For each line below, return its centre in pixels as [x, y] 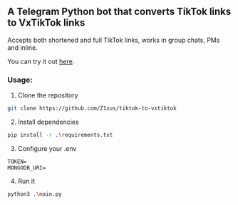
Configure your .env [47, 148]
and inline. [22, 47]
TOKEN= [17, 162]
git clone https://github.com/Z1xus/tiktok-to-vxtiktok [92, 109]
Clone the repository [48, 95]
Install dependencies [48, 122]
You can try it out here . [41, 61]
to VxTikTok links [46, 23]
